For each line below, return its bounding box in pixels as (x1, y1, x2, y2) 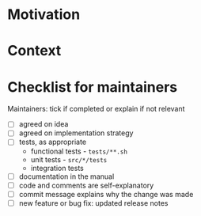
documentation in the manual (18, 172, 115, 181)
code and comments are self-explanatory (18, 180, 154, 190)
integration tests (30, 163, 84, 172)
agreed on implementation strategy (18, 128, 134, 138)
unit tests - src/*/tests (30, 154, 108, 164)
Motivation (7, 6, 81, 24)
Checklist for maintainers (7, 78, 178, 96)
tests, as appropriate (18, 137, 87, 147)
